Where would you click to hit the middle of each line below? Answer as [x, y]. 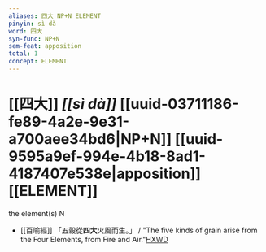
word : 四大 [26, 31]
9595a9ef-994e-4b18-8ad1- [107, 156]
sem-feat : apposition [45, 46]
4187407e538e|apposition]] [105, 174]
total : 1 [23, 54]
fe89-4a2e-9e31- [69, 122]
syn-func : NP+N [34, 39]
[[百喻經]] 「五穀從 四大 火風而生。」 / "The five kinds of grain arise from [139, 230]
